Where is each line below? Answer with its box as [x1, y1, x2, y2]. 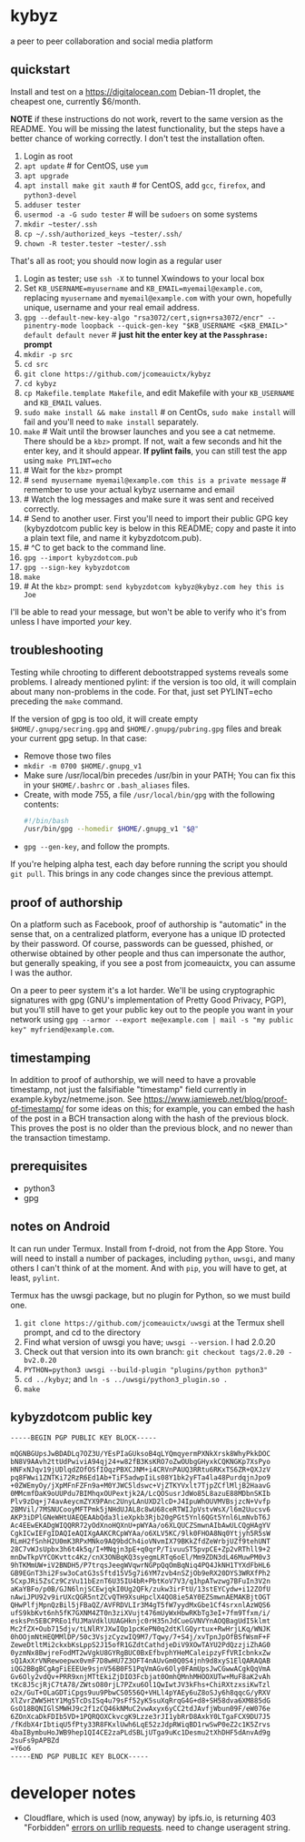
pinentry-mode [23, 321, 77, 331]
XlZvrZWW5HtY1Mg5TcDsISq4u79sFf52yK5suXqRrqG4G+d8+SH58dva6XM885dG [10, 1696, 271, 1705]
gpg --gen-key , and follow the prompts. [23, 841, 171, 852]
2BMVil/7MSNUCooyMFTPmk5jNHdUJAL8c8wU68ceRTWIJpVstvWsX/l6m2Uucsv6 [10, 1505, 271, 1514]
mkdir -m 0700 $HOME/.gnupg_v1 [23, 761, 143, 770]
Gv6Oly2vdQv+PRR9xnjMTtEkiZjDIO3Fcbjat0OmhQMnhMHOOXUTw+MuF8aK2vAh [10, 1673, 271, 1682]
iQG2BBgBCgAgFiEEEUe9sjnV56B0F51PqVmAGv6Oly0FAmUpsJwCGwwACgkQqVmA [10, 1664, 271, 1674]
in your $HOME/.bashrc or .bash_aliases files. [23, 779, 191, 790]
